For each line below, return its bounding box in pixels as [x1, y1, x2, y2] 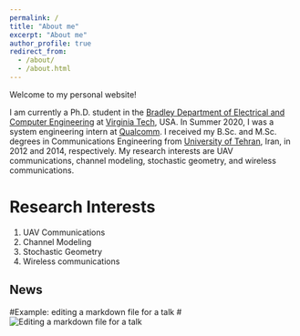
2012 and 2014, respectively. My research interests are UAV [9, 145, 234, 156]
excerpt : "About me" [9, 30, 88, 39]
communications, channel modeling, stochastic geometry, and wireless [9, 155, 276, 166]
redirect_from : [9, 47, 67, 56]
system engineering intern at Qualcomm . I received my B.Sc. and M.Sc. [9, 126, 277, 137]
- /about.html [17, 65, 71, 74]
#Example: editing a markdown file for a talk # [9, 306, 182, 317]
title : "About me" [9, 22, 79, 31]
